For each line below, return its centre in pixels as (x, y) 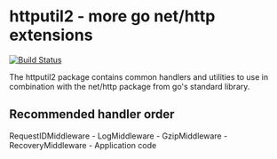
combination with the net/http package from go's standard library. (130, 86)
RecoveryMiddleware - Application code (83, 145)
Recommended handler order (92, 114)
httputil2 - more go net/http (112, 16)
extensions (51, 35)
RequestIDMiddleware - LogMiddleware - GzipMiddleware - (119, 136)
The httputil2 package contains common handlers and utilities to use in (139, 76)
